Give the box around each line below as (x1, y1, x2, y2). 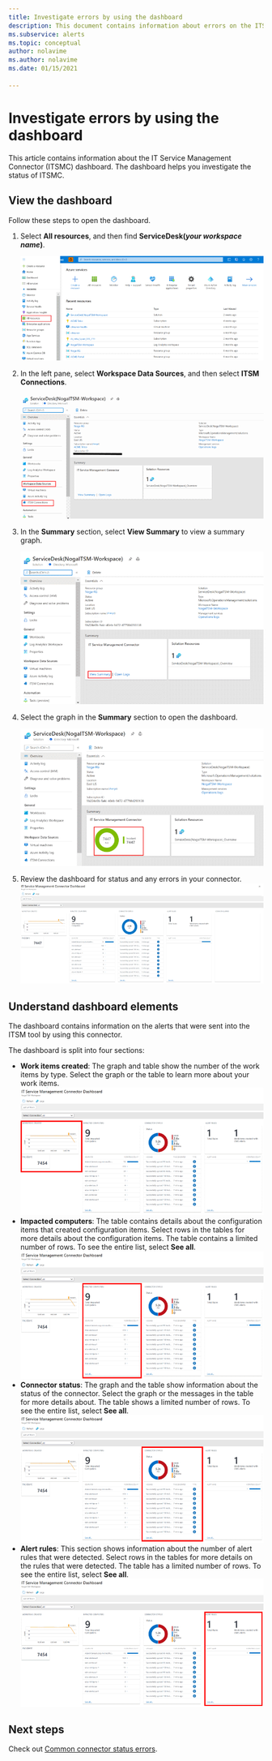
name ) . (19, 239, 45, 249)
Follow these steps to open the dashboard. (8, 215, 151, 225)
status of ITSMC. (8, 170, 65, 180)
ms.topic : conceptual (8, 39, 82, 47)
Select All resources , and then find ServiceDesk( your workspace (19, 231, 242, 241)
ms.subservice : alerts (8, 30, 85, 38)
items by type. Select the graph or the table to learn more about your (19, 1070, 249, 1080)
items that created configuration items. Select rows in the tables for (19, 1225, 245, 1235)
